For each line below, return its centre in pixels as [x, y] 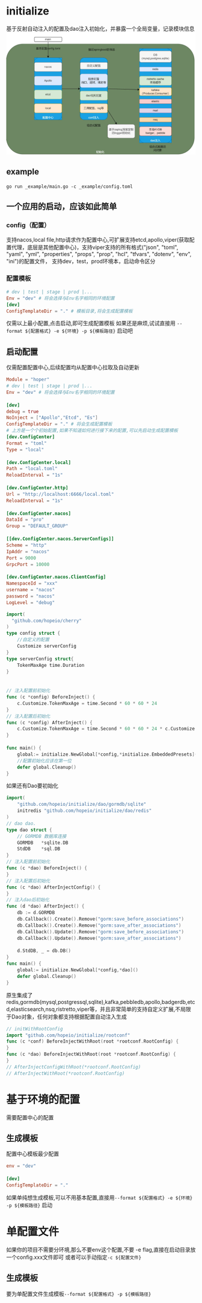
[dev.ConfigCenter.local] [38, 462]
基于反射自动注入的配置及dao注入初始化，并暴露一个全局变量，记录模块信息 [100, 28]
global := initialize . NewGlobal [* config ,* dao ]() [78, 970]
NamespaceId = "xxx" [32, 584]
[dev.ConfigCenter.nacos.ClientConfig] [56, 577]
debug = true [23, 411]
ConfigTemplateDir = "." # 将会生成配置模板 [59, 424]
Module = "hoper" [28, 380]
